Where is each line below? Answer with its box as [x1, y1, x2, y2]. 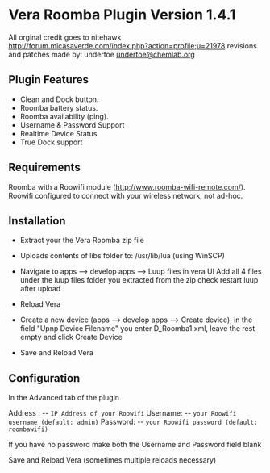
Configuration [8, 371, 81, 385]
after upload [19, 284, 61, 294]
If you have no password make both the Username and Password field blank [8, 440, 262, 450]
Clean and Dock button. [19, 94, 99, 104]
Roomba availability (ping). [19, 111, 109, 121]
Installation [8, 214, 66, 228]
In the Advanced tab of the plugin [8, 393, 119, 403]
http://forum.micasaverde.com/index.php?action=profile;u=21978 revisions [8, 40, 258, 50]
